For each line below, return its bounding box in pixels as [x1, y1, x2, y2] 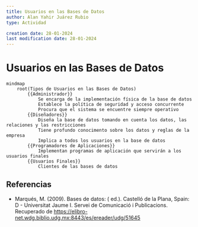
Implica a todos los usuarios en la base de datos [37, 138, 166, 144]
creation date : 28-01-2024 [6, 30, 73, 36]
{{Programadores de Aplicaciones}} [27, 143, 116, 149]
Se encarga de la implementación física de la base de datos [37, 96, 193, 102]
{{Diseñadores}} [27, 112, 68, 118]
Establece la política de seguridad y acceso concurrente [37, 102, 184, 108]
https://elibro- [53, 207, 88, 215]
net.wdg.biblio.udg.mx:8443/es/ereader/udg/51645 [14, 214, 140, 221]
